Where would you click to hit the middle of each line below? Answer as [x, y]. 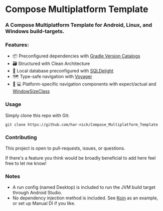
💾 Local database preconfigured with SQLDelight [63, 71]
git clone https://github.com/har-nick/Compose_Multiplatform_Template [81, 124]
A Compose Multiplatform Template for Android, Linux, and [78, 25]
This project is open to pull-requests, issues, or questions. [65, 148]
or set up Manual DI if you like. [44, 203]
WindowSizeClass [31, 91]
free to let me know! [26, 163]
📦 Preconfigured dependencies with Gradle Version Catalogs [76, 56]
